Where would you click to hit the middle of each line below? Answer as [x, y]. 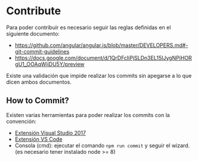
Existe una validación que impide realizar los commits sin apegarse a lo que [99, 75]
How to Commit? [38, 101]
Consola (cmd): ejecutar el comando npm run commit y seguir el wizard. [102, 145]
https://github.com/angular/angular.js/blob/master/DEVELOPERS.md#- [101, 45]
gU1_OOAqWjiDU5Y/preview [49, 64]
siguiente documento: [33, 33]
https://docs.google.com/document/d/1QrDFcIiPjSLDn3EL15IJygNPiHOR [103, 58]
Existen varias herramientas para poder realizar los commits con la [88, 115]
